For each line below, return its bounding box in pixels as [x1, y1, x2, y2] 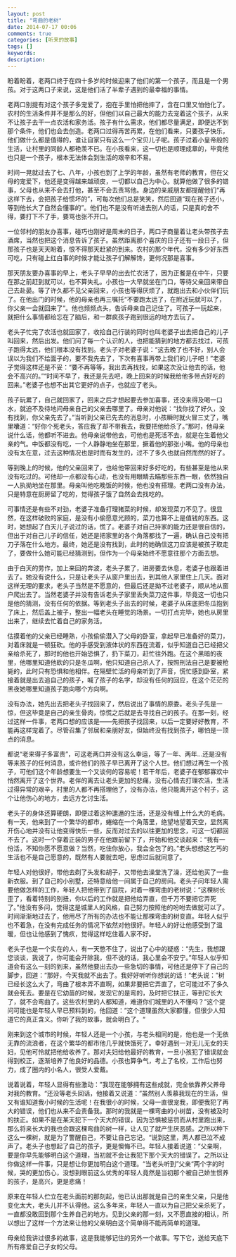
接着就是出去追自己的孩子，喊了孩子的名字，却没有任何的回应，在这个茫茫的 [7, 675, 229, 684]
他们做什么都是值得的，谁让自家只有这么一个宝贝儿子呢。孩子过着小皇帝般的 [7, 135, 229, 144]
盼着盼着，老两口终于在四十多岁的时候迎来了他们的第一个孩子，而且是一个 [7, 76, 223, 85]
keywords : [7, 50, 37, 57]
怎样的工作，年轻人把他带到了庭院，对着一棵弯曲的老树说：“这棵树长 [25, 885, 226, 894]
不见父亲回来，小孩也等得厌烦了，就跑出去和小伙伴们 [68, 286, 223, 295]
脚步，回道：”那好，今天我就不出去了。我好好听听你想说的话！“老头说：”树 [7, 971, 225, 979]
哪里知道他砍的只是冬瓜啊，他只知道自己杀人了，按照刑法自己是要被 [25, 658, 223, 666]
